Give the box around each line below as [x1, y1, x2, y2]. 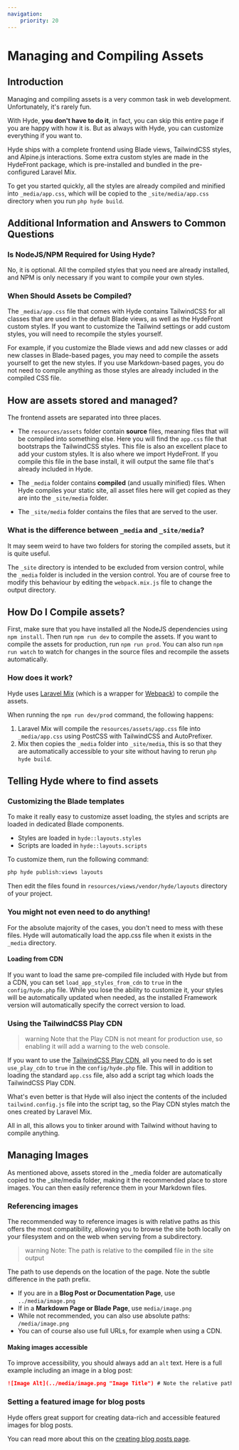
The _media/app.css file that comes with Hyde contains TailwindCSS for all [7, 307, 225, 316]
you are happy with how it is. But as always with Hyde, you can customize [7, 124, 224, 132]
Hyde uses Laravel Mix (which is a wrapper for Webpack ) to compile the [7, 689, 219, 698]
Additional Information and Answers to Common [7, 217, 226, 229]
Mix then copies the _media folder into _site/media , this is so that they [17, 739, 222, 747]
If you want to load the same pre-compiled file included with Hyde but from [7, 970, 228, 979]
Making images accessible [7, 1343, 88, 1351]
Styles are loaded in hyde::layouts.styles [17, 833, 142, 843]
